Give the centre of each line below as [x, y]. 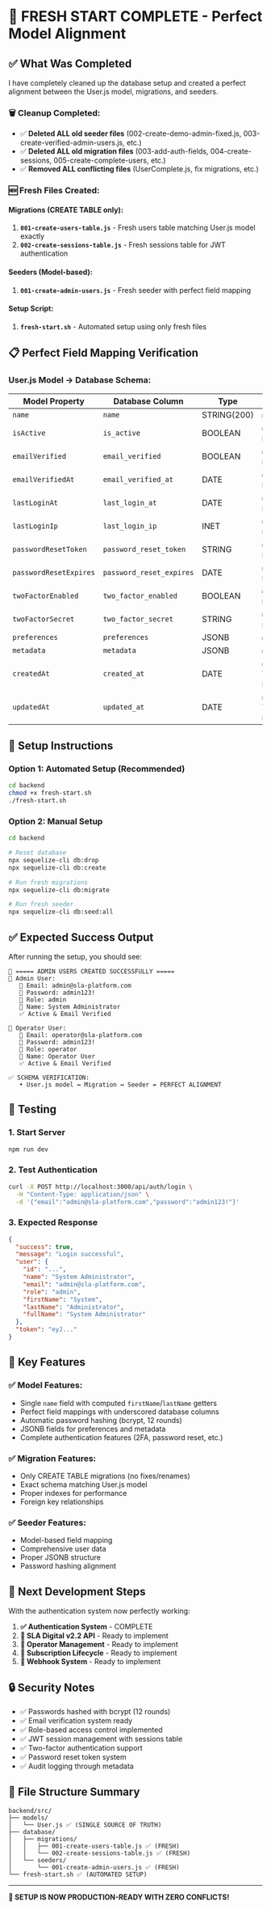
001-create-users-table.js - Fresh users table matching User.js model [138, 228]
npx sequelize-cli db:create [57, 868]
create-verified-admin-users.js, [72, 143]
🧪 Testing [33, 1110]
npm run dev [28, 1149]
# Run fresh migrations [48, 882]
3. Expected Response [53, 1222]
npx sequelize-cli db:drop [54, 860]
